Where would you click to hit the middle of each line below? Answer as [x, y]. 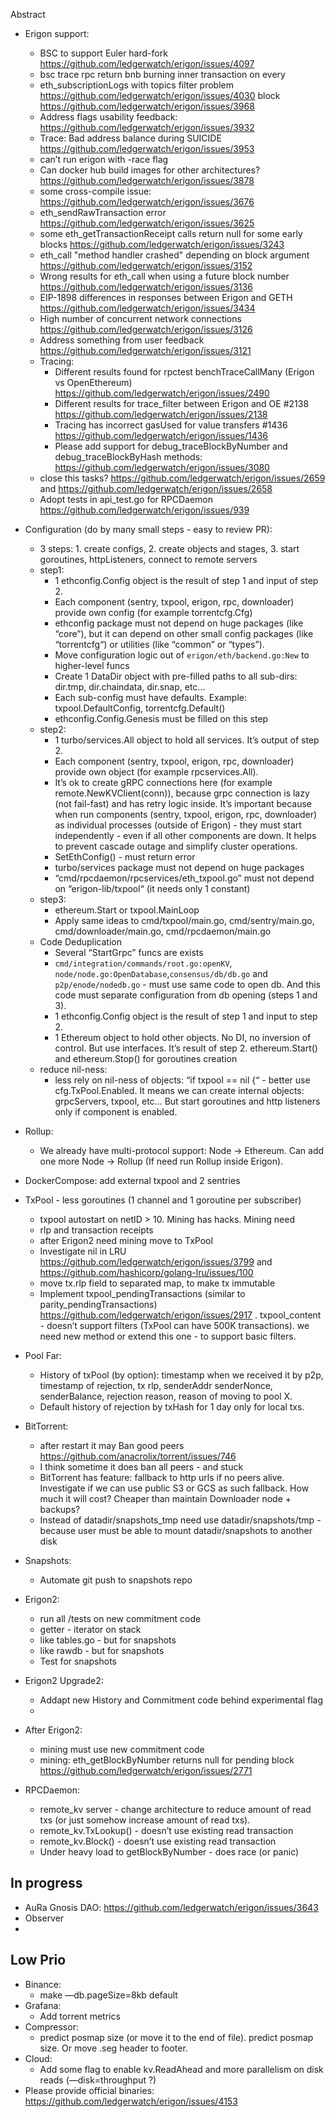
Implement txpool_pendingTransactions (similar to [142, 1293]
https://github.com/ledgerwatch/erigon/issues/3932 [147, 127]
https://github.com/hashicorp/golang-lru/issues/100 [146, 1272]
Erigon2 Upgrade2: [64, 1680]
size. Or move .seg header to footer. [113, 2048]
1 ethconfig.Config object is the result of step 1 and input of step [186, 580]
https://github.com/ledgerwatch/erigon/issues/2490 [162, 393]
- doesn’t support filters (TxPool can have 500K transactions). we [174, 1325]
